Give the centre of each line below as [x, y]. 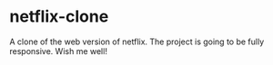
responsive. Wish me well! [58, 51]
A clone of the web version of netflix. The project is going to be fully [137, 42]
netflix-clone [59, 17]
